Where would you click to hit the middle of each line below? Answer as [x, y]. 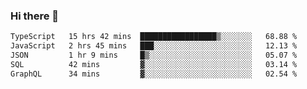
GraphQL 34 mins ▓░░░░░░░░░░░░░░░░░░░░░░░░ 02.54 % [154, 74]
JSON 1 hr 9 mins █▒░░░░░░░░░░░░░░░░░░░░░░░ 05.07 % [154, 55]
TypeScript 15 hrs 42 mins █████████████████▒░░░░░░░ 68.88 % [154, 37]
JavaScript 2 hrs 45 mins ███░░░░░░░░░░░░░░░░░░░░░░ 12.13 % [154, 46]
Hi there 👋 [35, 16]
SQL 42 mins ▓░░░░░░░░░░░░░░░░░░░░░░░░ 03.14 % [154, 64]
